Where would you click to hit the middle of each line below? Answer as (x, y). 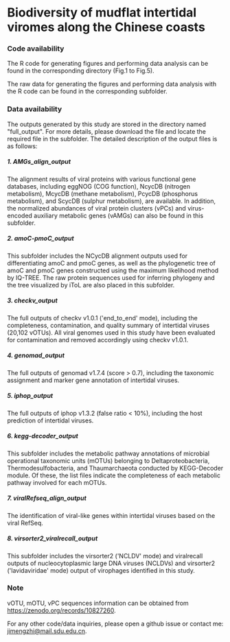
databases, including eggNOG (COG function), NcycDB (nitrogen (99, 186)
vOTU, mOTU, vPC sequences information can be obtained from (98, 603)
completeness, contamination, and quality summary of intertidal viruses (108, 325)
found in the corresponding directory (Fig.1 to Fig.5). (81, 71)
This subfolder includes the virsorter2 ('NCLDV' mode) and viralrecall (105, 556)
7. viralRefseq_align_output (47, 498)
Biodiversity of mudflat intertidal (102, 13)
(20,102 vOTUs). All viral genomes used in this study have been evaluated (111, 332)
